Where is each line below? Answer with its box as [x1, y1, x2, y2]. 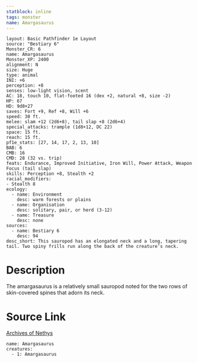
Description [6, 263, 65, 276]
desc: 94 [17, 233, 39, 239]
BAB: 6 [6, 145, 23, 151]
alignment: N [6, 62, 39, 68]
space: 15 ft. [6, 129, 41, 135]
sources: [6, 223, 28, 229]
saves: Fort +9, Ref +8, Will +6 [6, 109, 89, 114]
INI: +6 [6, 78, 25, 84]
